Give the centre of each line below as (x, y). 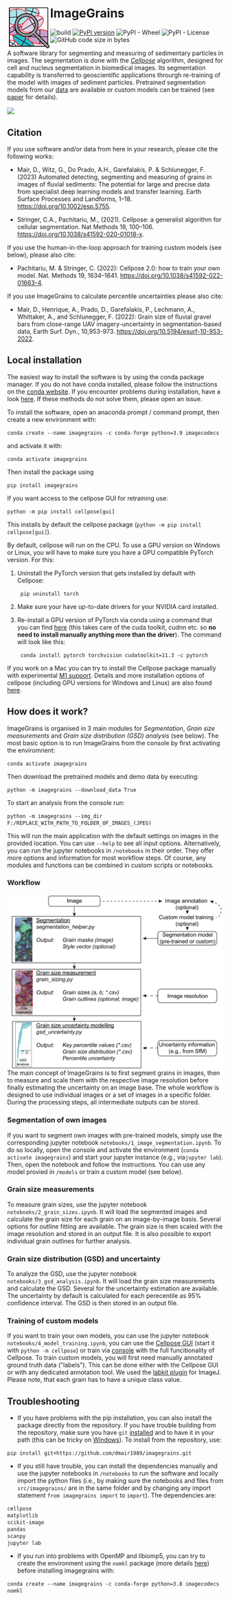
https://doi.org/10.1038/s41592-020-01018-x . (80, 234)
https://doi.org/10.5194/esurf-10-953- (170, 331)
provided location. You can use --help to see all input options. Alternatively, (114, 843)
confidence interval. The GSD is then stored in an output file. (93, 1303)
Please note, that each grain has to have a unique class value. (94, 1380)
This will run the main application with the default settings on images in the (113, 835)
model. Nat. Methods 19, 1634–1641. (68, 275)
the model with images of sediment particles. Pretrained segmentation (106, 82)
